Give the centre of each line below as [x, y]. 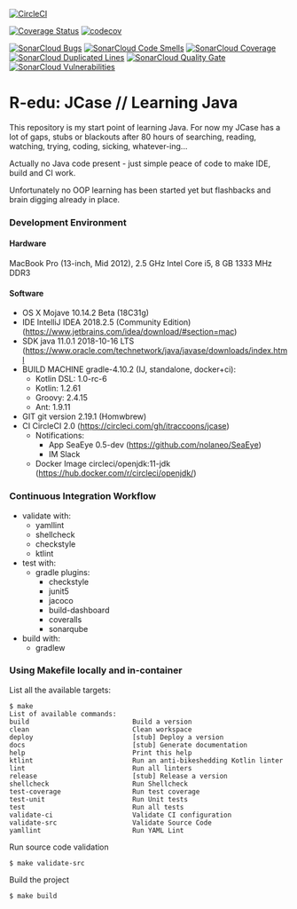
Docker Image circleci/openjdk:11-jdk [103, 464]
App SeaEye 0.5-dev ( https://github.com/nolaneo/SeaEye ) [155, 445]
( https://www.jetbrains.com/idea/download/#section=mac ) [129, 332]
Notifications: [60, 436]
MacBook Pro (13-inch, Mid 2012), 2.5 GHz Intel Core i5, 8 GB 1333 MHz [141, 264]
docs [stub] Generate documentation [129, 745]
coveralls [65, 619]
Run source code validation [59, 847]
